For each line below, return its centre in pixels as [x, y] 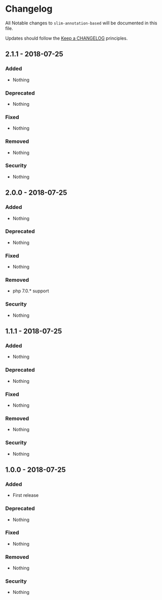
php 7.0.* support [31, 291]
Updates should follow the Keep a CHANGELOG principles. [67, 38]
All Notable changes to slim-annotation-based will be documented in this [81, 23]
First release [26, 495]
